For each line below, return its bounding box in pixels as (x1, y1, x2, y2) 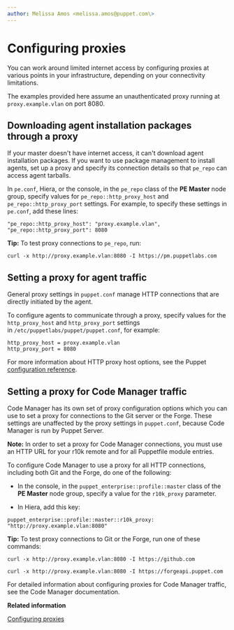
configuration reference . (7, 365, 78, 374)
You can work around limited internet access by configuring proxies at (7, 64, 210, 72)
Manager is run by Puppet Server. (7, 427, 105, 434)
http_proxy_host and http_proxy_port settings (7, 319, 140, 327)
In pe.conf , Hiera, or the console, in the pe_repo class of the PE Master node (7, 185, 227, 193)
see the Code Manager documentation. (7, 588, 120, 596)
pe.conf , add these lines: (7, 207, 79, 215)
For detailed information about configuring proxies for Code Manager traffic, (7, 580, 227, 588)
